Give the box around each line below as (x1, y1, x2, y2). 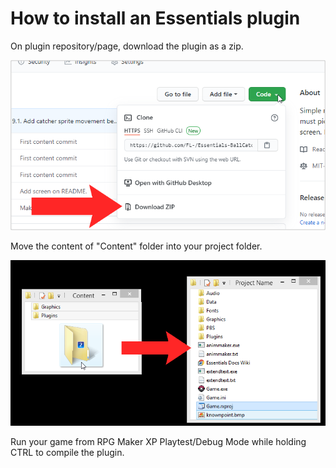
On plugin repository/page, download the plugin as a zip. (10, 40, 244, 52)
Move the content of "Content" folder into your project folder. (10, 240, 263, 252)
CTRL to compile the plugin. (10, 447, 125, 459)
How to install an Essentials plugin (10, 7, 301, 30)
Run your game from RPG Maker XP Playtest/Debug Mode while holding (10, 436, 307, 448)
